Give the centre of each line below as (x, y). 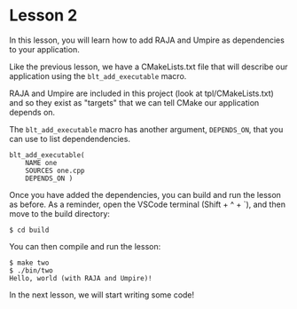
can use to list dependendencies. (70, 139)
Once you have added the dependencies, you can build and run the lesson (145, 194)
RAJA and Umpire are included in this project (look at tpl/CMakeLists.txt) (142, 93)
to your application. (44, 49)
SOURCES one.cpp (55, 170)
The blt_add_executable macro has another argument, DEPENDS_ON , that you (146, 129)
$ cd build (29, 230)
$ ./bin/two (31, 270)
